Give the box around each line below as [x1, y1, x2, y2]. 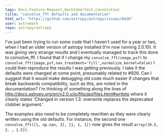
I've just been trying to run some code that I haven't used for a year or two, [5, 39, 157, 45]
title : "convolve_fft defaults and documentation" [5, 12, 111, 17]
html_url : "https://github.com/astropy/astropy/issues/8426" [5, 16, 133, 21]
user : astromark [5, 21, 38, 26]
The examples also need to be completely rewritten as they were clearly [5, 111, 151, 117]
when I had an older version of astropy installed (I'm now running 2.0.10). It [5, 44, 156, 50]
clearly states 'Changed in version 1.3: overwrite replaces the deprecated [5, 96, 153, 102]
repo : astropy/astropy [5, 26, 52, 30]
